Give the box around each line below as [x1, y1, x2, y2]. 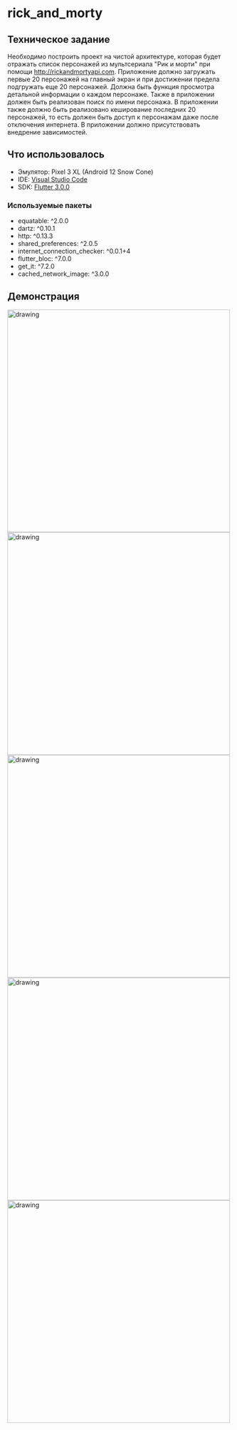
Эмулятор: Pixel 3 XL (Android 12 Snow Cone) [17, 167, 154, 176]
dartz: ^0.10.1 [17, 224, 56, 233]
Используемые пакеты [7, 200, 93, 210]
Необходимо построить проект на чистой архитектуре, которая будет [7, 52, 221, 61]
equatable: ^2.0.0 [17, 217, 69, 225]
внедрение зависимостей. [7, 128, 88, 136]
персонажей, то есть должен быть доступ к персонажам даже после [7, 113, 219, 121]
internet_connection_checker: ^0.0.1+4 [17, 247, 131, 256]
